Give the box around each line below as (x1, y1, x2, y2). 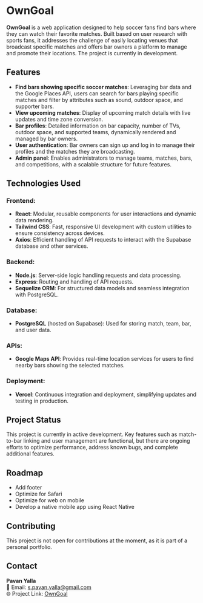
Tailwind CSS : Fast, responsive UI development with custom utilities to (15, 223, 192, 231)
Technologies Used (6, 179, 81, 189)
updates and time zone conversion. (15, 115, 104, 123)
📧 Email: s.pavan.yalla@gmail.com (6, 584, 92, 591)
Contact (6, 561, 38, 571)
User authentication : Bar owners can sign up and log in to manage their (15, 141, 196, 149)
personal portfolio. (6, 543, 53, 551)
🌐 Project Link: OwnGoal (6, 590, 68, 597)
